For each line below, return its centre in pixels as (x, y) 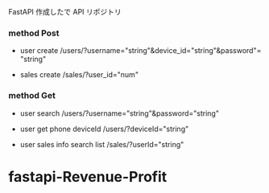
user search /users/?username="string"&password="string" (120, 113)
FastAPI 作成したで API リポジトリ (65, 12)
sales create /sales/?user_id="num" (79, 75)
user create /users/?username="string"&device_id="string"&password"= (141, 51)
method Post (34, 33)
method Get (32, 96)
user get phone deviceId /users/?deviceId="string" (104, 129)
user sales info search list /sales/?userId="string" (102, 144)
